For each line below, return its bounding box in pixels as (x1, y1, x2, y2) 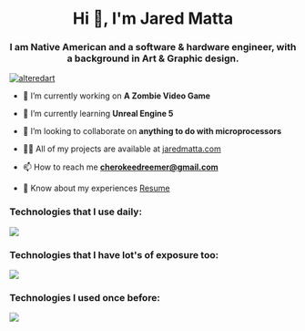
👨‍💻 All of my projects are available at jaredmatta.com (22, 143, 221, 154)
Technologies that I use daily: (9, 205, 143, 218)
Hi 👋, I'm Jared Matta (72, 8, 234, 29)
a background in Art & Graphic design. (66, 52, 239, 65)
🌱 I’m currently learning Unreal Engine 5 (22, 109, 174, 119)
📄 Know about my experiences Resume (22, 182, 170, 194)
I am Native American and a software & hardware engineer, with (9, 41, 297, 54)
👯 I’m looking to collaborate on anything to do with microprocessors (22, 126, 282, 137)
